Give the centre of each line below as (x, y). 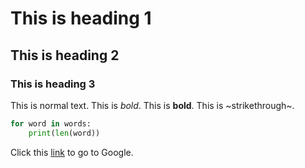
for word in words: (51, 123)
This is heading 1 (81, 18)
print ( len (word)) (64, 133)
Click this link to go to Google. (72, 152)
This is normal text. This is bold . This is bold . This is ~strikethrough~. (152, 105)
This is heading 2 (65, 55)
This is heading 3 (53, 84)
